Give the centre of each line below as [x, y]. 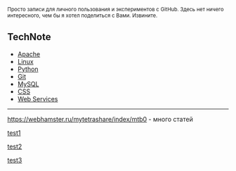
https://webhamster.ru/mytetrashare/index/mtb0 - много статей [100, 119]
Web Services [38, 99]
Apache [29, 54]
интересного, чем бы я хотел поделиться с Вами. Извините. [83, 15]
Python [28, 69]
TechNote [29, 37]
